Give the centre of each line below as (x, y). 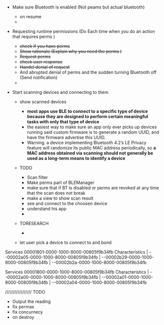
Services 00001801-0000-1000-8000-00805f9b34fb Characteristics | (77, 252)
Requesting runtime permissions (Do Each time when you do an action (83, 31)
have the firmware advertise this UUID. (66, 137)
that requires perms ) (33, 37)
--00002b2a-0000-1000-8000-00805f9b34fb (99, 262)
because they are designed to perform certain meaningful (87, 117)
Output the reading (31, 301)
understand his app (47, 209)
